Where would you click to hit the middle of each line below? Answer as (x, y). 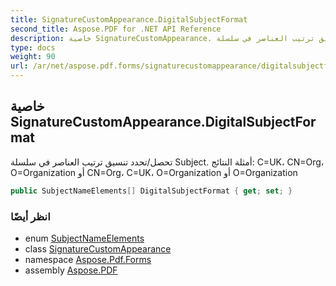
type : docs (33, 47)
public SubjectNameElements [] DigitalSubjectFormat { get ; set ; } (151, 191)
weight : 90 (33, 57)
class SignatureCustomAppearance (98, 248)
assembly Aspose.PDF (71, 270)
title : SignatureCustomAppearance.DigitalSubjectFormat (129, 19)
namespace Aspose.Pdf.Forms (88, 259)
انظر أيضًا (30, 216)
